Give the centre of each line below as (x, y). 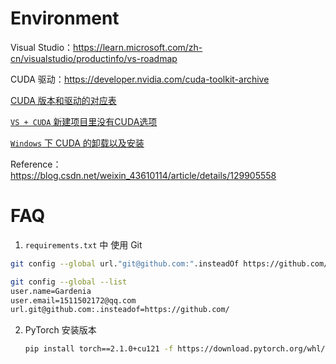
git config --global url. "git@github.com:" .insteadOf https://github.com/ (169, 263)
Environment (65, 18)
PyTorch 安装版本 (60, 330)
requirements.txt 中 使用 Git (83, 244)
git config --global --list (69, 282)
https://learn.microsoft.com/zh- (138, 47)
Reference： (36, 164)
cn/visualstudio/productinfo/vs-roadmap (94, 58)
